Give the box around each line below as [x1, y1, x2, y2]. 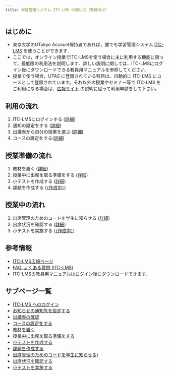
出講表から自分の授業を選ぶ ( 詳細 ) [12, 129, 84, 135]
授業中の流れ [5, 201, 45, 209]
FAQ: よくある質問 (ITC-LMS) [12, 264, 74, 270]
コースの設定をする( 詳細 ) [12, 135, 65, 141]
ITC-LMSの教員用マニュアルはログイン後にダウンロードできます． [12, 271, 150, 277]
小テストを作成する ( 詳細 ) [12, 178, 66, 184]
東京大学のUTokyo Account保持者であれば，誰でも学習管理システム [12, 41, 153, 48]
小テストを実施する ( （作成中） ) [12, 227, 75, 233]
